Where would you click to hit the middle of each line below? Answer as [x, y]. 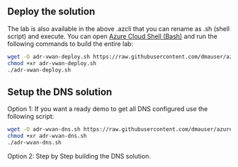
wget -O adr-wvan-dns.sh [44, 129]
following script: [31, 117]
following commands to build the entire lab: [70, 44]
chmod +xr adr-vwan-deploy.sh [52, 63]
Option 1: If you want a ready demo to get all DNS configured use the [108, 109]
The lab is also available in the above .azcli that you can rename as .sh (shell [119, 28]
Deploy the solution [51, 12]
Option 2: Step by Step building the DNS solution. [79, 156]
